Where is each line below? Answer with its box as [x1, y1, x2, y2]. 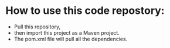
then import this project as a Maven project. [13, 29, 120, 36]
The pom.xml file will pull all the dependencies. [13, 35, 128, 42]
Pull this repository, [13, 23, 61, 30]
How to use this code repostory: [5, 4, 165, 17]
